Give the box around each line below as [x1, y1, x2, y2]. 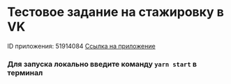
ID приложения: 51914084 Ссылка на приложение [7, 42, 156, 50]
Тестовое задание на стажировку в [7, 4, 225, 20]
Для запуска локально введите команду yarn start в [7, 59, 198, 69]
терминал [7, 67, 43, 77]
